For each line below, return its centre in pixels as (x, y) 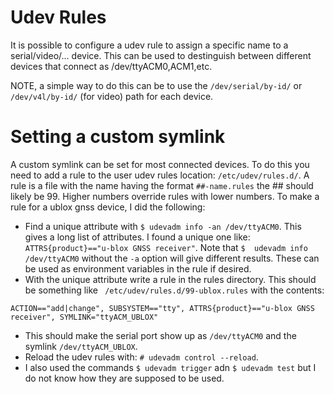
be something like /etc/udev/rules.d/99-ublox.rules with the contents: (174, 290)
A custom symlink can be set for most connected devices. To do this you (160, 164)
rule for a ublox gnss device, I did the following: (108, 207)
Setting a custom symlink (118, 137)
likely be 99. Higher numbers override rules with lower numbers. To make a (165, 196)
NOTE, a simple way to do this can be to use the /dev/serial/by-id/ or (156, 85)
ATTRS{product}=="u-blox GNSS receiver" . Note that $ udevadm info (166, 247)
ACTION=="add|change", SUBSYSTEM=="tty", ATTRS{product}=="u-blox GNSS (162, 308)
